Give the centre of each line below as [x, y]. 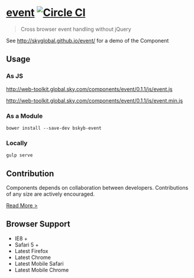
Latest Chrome [33, 257]
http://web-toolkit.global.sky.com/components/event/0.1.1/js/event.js [89, 89]
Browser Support [38, 224]
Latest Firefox [31, 251]
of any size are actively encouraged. [51, 194]
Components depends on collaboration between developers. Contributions [97, 188]
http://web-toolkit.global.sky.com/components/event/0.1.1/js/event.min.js [95, 100]
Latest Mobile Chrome [42, 270]
